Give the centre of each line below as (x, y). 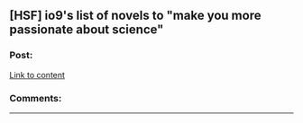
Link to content (37, 75)
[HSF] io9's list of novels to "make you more (135, 16)
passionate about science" (87, 30)
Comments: (36, 98)
